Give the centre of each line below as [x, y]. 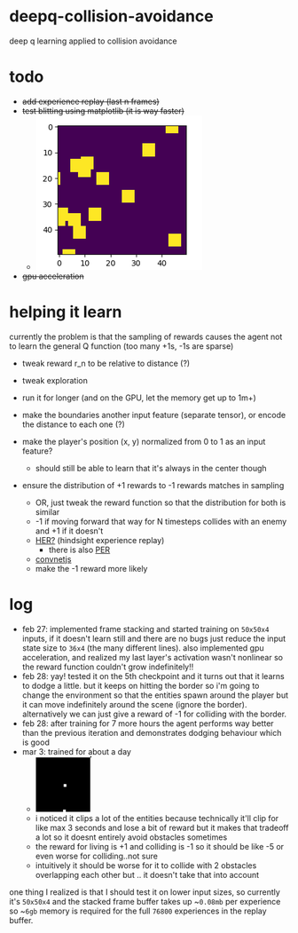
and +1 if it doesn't [69, 531]
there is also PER [79, 550]
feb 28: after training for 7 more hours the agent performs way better [148, 723]
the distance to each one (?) [74, 424]
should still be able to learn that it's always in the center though [151, 468]
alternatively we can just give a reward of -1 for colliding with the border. [154, 714]
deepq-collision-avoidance [112, 16]
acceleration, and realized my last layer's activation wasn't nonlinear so [153, 657]
